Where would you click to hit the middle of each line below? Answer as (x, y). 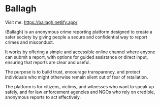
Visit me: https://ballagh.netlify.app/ (41, 22)
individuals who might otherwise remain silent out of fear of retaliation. (77, 77)
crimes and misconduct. (30, 42)
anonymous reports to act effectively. (43, 97)
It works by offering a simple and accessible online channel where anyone (80, 52)
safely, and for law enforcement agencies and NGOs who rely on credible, (80, 92)
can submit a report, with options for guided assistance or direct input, (77, 57)
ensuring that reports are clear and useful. (48, 62)
